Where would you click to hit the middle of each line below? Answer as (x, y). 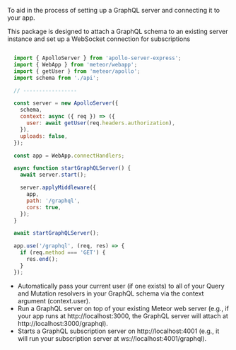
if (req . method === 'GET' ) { (63, 253)
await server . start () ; (53, 175)
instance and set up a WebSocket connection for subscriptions (99, 39)
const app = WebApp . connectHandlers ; (69, 156)
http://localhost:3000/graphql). (63, 323)
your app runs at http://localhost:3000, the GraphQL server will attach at (123, 316)
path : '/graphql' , (53, 201)
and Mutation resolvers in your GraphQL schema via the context (111, 293)
